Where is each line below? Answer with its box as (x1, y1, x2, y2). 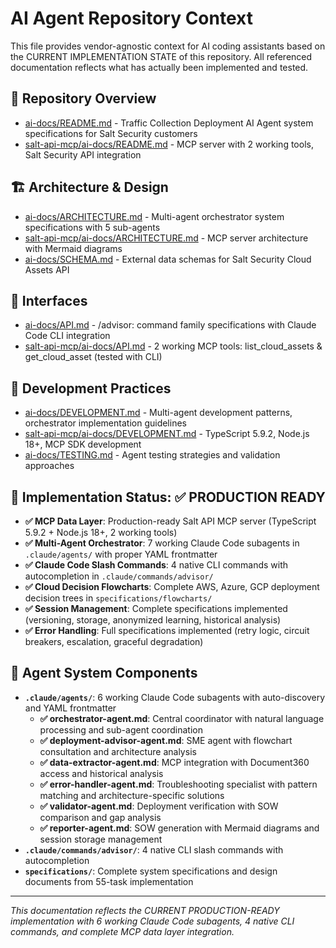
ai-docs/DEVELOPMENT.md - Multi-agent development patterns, (24, 407, 293, 419)
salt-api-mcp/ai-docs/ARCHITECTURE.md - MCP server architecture (24, 232, 309, 244)
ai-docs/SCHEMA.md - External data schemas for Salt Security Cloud (24, 253, 312, 265)
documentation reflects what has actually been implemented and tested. (10, 61, 309, 73)
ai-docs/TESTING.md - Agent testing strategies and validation (24, 449, 281, 461)
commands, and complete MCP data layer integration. (10, 925, 235, 937)
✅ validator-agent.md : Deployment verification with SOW (39, 800, 279, 812)
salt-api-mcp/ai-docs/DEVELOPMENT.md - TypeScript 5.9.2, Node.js (24, 428, 310, 440)
